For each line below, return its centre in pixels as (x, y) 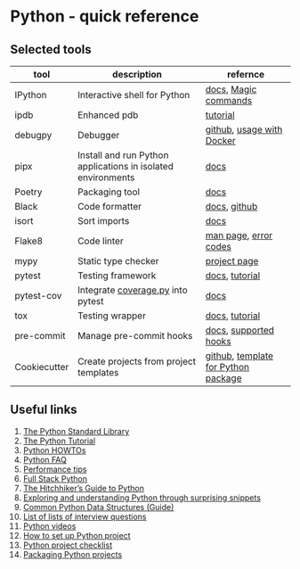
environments (106, 177)
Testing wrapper (112, 316)
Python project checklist (68, 545)
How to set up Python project (77, 535)
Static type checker (118, 261)
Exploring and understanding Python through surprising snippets (142, 498)
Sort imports (104, 221)
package (223, 378)
